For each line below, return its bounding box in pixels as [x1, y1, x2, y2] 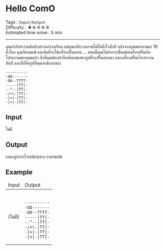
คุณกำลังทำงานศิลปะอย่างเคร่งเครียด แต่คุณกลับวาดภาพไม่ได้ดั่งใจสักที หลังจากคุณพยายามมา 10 [5, 44, 158, 49]
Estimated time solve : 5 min [5, 29, 63, 35]
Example [5, 168, 33, 176]
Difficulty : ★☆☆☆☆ [5, 24, 50, 30]
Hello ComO [5, 3, 55, 14]
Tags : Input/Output [5, 19, 46, 25]
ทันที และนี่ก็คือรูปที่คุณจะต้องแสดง [5, 60, 61, 66]
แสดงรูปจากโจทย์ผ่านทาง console [5, 154, 63, 159]
